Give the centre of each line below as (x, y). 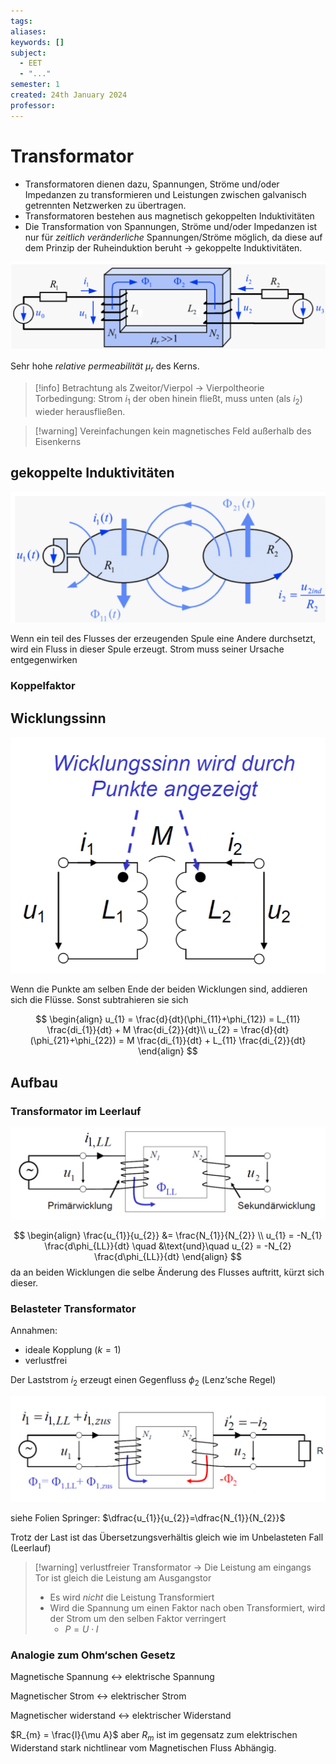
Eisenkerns (58, 441)
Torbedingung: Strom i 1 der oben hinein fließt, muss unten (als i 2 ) (168, 400)
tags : (21, 21)
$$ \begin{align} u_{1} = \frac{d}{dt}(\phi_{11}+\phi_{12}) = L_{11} (168, 1019)
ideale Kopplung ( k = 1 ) (73, 1350)
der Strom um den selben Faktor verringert (138, 1618)
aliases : (28, 31)
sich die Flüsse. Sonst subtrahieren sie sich (99, 1000)
